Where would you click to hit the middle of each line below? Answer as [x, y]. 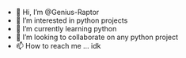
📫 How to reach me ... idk [58, 46]
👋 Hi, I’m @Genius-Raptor [57, 12]
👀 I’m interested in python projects [72, 20]
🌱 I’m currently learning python [66, 29]
